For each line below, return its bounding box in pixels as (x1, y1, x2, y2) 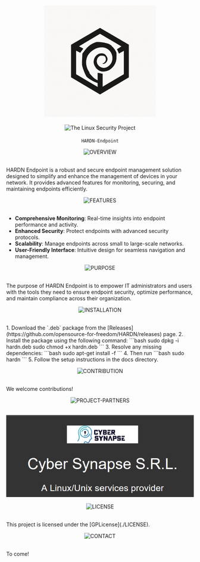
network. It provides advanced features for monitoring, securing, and (6, 179, 176, 186)
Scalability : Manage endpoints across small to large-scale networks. (14, 240, 184, 247)
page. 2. (162, 331, 183, 337)
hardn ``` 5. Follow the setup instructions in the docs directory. (6, 356, 159, 363)
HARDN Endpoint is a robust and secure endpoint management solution (6, 166, 182, 173)
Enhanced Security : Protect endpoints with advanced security (14, 228, 169, 234)
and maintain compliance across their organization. (6, 295, 132, 302)
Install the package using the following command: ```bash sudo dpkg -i (6, 337, 179, 344)
